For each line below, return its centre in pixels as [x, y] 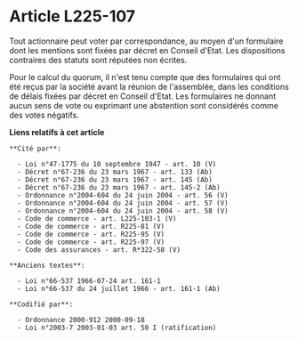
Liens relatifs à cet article [57, 132]
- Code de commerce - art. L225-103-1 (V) [97, 219]
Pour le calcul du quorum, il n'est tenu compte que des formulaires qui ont [145, 77]
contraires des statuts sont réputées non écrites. [98, 60]
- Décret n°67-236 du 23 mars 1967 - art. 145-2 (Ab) [119, 187]
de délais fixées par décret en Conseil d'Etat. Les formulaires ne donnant [143, 96]
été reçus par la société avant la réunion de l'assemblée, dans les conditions [149, 86]
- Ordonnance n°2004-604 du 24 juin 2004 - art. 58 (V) [123, 211]
